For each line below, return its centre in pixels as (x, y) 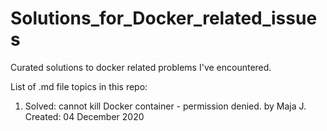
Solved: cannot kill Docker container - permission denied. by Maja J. (165, 106)
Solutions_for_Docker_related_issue (164, 18)
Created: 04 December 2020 (84, 116)
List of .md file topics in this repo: (79, 86)
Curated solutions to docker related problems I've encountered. (141, 67)
